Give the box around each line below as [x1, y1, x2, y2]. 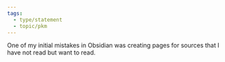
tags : [7, 10, 23, 17]
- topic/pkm [13, 22, 48, 29]
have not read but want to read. [7, 48, 96, 57]
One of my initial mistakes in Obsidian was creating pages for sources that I [7, 42, 220, 50]
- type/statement [13, 16, 63, 23]
